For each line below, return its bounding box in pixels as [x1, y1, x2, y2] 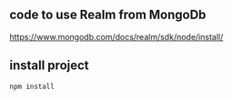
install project [9, 58, 89, 74]
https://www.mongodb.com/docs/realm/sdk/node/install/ [9, 31, 224, 42]
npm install [9, 82, 55, 91]
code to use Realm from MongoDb [9, 7, 207, 23]
